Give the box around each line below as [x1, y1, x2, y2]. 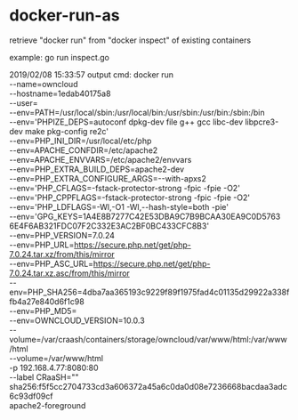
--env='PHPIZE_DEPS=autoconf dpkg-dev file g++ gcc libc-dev [9, 117, 244, 127]
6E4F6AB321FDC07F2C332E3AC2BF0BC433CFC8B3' [9, 220, 210, 231]
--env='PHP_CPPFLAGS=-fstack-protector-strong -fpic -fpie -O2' [9, 192, 251, 203]
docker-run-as [9, 5, 120, 26]
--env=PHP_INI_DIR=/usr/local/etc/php [9, 135, 152, 146]
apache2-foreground [9, 400, 86, 410]
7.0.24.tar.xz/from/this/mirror [9, 248, 116, 259]
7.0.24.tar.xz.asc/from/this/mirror [9, 268, 131, 279]
